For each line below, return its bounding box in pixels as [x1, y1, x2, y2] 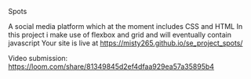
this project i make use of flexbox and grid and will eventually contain [8, 31, 232, 39]
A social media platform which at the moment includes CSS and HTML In [8, 22, 243, 31]
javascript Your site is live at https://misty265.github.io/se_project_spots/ [8, 38, 243, 48]
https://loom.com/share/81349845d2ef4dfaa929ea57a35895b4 [8, 62, 214, 71]
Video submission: [8, 54, 68, 63]
